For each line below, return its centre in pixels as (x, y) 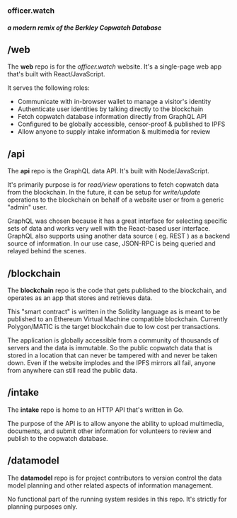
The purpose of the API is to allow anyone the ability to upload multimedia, (116, 423)
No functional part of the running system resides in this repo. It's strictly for (117, 499)
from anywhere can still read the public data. (73, 370)
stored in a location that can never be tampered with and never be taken (112, 355)
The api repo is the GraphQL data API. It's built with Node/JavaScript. (109, 171)
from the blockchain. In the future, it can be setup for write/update (104, 192)
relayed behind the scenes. (47, 251)
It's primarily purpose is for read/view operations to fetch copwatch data (113, 185)
